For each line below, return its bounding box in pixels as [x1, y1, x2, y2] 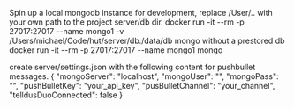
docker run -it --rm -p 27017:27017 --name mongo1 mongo [9, 45, 223, 55]
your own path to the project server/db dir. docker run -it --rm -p [9, 17, 245, 27]
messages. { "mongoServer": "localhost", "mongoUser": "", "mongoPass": [9, 71, 279, 82]
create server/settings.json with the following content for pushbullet [9, 61, 256, 72]
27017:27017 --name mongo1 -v [9, 26, 124, 36]
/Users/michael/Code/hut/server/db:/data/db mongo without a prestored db [9, 35, 285, 46]
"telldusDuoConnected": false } [9, 90, 124, 100]
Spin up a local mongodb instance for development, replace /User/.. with [9, 8, 274, 18]
